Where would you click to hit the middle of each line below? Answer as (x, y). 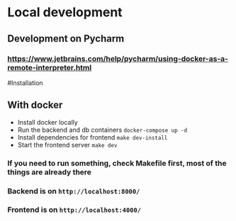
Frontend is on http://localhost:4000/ (74, 210)
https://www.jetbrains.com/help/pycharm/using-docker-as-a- (118, 59)
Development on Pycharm (66, 39)
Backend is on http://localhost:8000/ (74, 191)
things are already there (50, 172)
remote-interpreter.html (50, 67)
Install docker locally (47, 122)
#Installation (26, 83)
